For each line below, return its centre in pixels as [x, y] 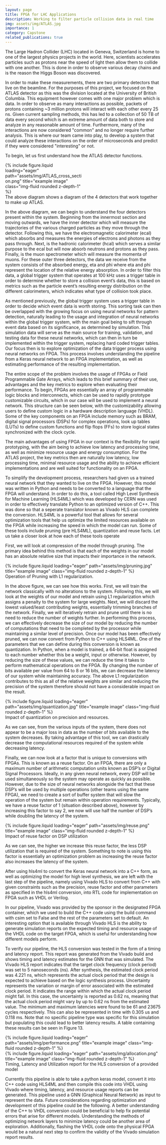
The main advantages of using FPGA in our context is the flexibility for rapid [82, 441]
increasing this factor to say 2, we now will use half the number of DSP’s [79, 810]
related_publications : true [34, 38]
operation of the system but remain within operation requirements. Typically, [83, 800]
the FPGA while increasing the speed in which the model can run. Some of [81, 525]
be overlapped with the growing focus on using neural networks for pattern [82, 311]
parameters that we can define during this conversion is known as [73, 644]
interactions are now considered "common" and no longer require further [80, 130]
